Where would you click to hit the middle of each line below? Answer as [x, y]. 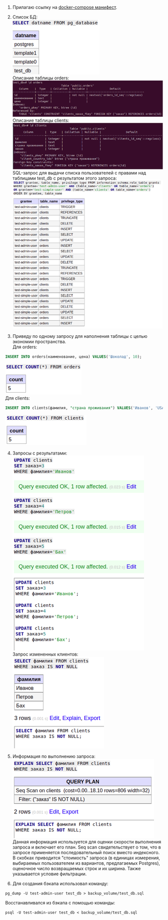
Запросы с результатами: [40, 453]
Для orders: [25, 347]
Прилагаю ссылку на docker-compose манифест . [65, 7]
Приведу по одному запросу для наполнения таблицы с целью [80, 336]
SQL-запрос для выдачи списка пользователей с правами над [79, 172]
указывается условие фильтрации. [49, 874]
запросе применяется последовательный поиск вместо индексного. [86, 852]
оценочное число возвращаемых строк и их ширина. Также [76, 868]
